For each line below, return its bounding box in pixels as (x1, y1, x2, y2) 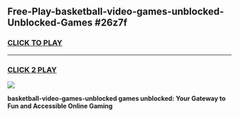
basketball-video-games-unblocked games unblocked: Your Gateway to (7, 94, 226, 102)
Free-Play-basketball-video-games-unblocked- (7, 6, 224, 18)
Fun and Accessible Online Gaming (7, 101, 113, 110)
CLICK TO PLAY (7, 38, 63, 48)
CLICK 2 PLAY (7, 65, 57, 74)
